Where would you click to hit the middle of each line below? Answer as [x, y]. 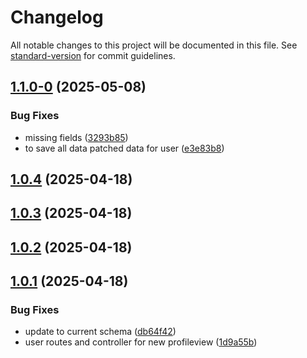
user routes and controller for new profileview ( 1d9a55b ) [141, 342]
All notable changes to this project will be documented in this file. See [154, 45]
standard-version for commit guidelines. [93, 55]
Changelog [57, 17]
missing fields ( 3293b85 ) [76, 137]
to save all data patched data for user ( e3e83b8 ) [124, 148]
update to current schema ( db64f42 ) [100, 332]
